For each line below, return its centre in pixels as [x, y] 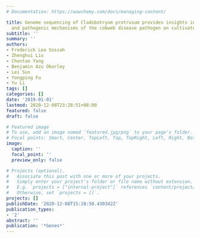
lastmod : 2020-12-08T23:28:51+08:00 [51, 105]
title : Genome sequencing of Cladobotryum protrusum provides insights [97, 22]
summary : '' [21, 39]
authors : [17, 45]
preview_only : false [37, 160]
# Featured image [28, 127]
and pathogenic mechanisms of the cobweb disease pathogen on [90, 28]
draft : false [22, 116]
